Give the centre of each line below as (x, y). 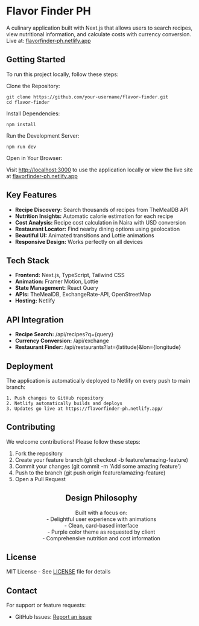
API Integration (35, 320)
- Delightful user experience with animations (101, 519)
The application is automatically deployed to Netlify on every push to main (98, 381)
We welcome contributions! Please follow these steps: (73, 441)
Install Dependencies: (33, 113)
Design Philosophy (101, 498)
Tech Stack (28, 260)
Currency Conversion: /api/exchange (62, 341)
